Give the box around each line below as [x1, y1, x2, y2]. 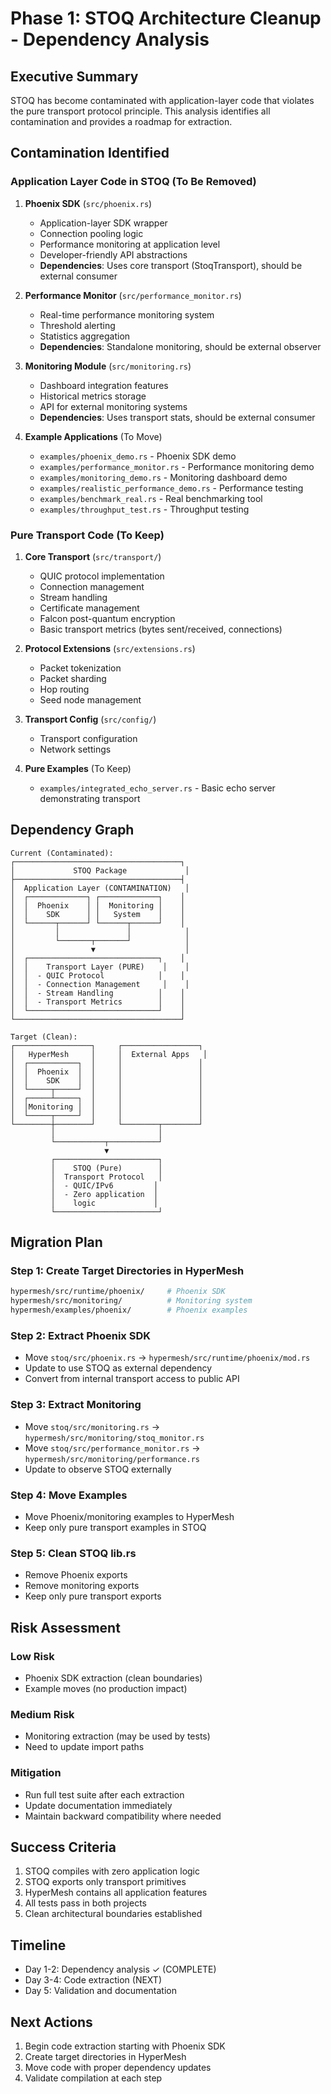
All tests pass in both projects [24, 1897, 147, 1909]
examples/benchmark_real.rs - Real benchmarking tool [39, 492, 263, 504]
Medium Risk [10, 1707, 75, 1721]
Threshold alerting [39, 319, 116, 331]
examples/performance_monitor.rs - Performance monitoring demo [39, 460, 315, 472]
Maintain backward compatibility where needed [24, 1810, 222, 1822]
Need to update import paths [24, 1741, 145, 1753]
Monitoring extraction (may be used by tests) [24, 1730, 211, 1742]
